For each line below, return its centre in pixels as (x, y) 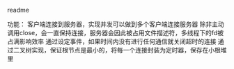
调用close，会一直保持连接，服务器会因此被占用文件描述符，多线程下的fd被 (116, 33)
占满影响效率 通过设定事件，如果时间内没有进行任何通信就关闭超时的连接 (112, 41)
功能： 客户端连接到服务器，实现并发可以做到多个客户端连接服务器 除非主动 (116, 24)
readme (18, 10)
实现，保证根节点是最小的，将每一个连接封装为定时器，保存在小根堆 (129, 50)
